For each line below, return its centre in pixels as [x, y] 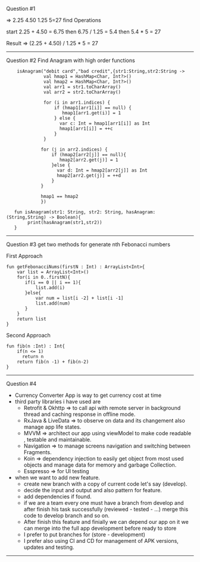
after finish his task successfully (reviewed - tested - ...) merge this [106, 509]
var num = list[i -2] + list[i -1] [79, 298]
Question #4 [21, 384]
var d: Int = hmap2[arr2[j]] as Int [102, 170]
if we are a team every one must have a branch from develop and [104, 503]
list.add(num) [53, 303]
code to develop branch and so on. [67, 516]
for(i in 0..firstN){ [43, 277]
